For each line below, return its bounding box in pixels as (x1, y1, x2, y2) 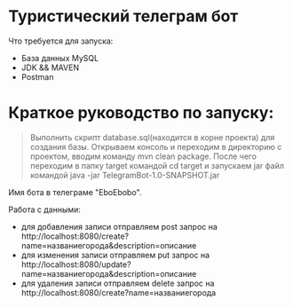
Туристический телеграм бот (8, 6, 239, 27)
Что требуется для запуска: (8, 35, 114, 46)
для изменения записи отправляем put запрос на (20, 249, 210, 260)
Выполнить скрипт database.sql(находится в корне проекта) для (29, 131, 275, 143)
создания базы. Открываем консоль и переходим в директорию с (29, 141, 282, 152)
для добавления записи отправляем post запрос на (20, 221, 218, 232)
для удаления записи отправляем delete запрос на (20, 278, 215, 288)
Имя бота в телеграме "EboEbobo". (8, 186, 142, 197)
